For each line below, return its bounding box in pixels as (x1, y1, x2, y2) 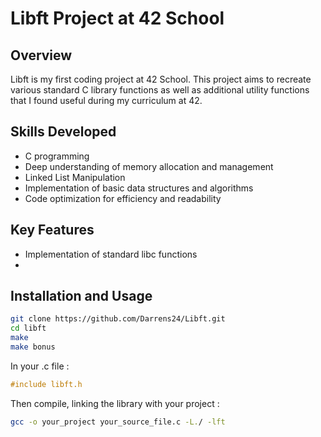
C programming (24, 150, 90, 162)
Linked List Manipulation (24, 171, 126, 183)
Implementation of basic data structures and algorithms (24, 182, 254, 194)
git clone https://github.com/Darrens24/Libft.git (10, 314, 226, 324)
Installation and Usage (10, 288, 153, 305)
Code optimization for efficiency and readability (24, 192, 222, 204)
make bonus (10, 342, 56, 352)
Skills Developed (10, 123, 117, 141)
